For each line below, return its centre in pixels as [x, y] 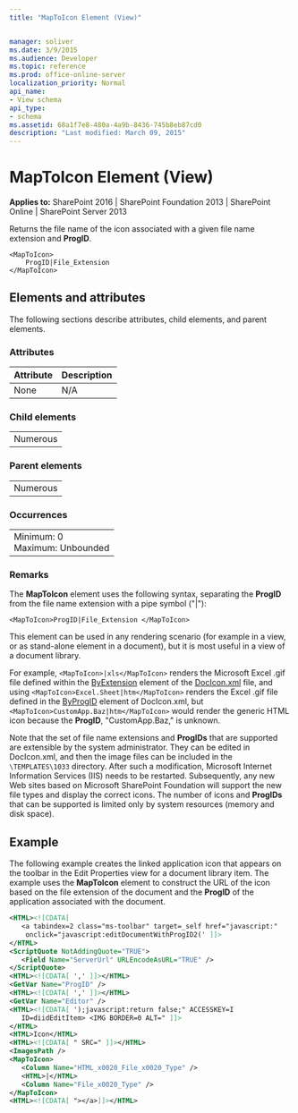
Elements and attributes [77, 297]
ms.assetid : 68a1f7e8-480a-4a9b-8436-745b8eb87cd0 [106, 125]
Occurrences [38, 514]
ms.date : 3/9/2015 [43, 50]
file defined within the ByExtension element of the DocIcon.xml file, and [141, 683]
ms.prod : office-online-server [68, 75]
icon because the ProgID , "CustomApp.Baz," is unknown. [115, 720]
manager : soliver [42, 41]
